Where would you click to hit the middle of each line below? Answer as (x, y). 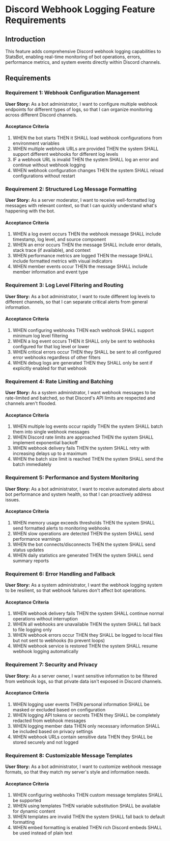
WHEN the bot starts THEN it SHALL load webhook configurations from (87, 138)
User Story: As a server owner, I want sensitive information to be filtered (81, 676)
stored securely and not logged (46, 742)
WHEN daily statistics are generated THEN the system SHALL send (83, 555)
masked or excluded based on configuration (59, 710)
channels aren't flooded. (31, 403)
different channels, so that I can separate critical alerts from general (77, 302)
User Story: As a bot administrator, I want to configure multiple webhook (81, 104)
